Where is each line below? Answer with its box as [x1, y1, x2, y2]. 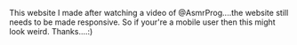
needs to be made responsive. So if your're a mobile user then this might [9, 17, 276, 27]
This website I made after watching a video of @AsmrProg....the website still [9, 8, 289, 18]
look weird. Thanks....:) [9, 26, 93, 36]
